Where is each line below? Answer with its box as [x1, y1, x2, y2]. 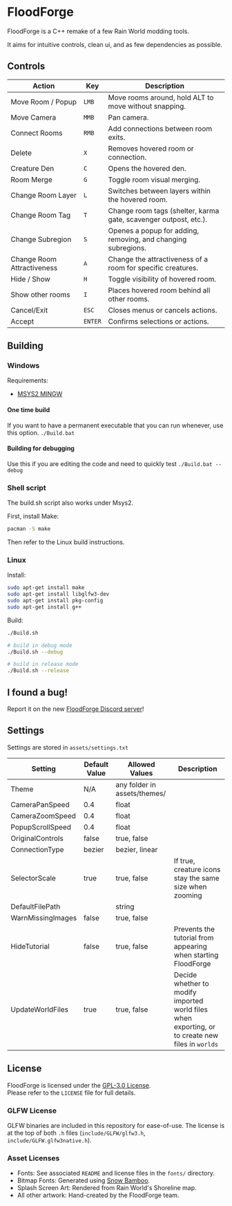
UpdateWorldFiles [10, 1004, 69, 1014]
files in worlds [173, 1039, 219, 1048]
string [115, 902, 135, 911]
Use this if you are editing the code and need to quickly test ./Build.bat [7, 459, 213, 467]
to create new [173, 1030, 219, 1040]
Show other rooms [10, 290, 70, 299]
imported [173, 996, 204, 1005]
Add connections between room [108, 124, 213, 133]
